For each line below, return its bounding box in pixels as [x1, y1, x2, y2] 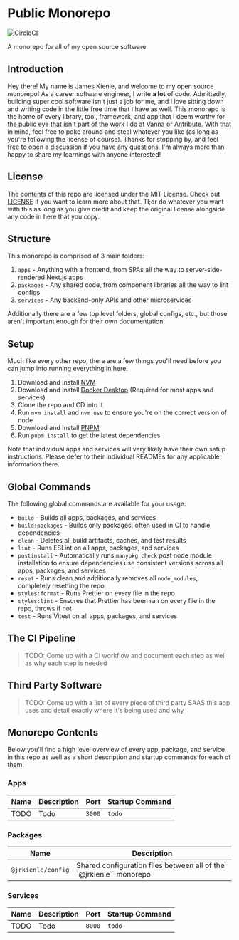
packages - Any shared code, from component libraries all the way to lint [17, 281, 229, 289]
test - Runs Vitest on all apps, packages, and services [17, 612, 178, 620]
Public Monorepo [7, 5, 111, 21]
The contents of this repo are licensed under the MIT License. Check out [7, 189, 221, 198]
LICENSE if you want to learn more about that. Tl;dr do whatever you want [7, 197, 224, 206]
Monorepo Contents [7, 726, 98, 738]
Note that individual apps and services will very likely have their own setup [7, 445, 226, 454]
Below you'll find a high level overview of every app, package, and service [7, 746, 225, 754]
